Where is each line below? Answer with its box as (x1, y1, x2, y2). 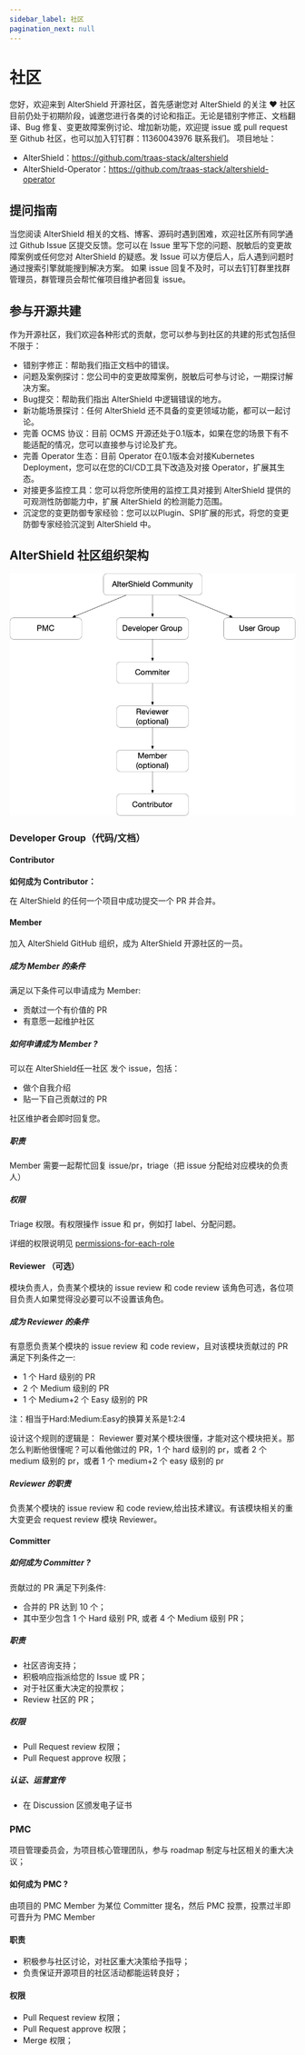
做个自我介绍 (22, 1082, 71, 1093)
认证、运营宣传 (9, 1775, 65, 1786)
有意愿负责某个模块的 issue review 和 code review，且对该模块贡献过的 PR (9, 1341, 289, 1352)
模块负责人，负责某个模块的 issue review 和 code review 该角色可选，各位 (9, 1282, 286, 1293)
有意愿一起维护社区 (22, 1016, 95, 1027)
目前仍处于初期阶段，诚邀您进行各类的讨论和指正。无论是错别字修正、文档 (9, 110, 288, 122)
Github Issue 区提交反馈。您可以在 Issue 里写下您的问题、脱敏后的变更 (19, 240, 284, 251)
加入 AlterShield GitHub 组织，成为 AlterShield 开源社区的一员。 (9, 938, 248, 949)
